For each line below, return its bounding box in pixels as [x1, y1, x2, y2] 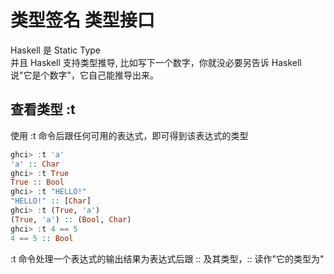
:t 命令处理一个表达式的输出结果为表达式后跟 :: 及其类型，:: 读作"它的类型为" [10, 252, 325, 265]
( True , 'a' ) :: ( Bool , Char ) [10, 214, 132, 225]
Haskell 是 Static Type [10, 44, 102, 56]
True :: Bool [10, 177, 65, 188]
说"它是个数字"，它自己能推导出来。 [10, 69, 160, 81]
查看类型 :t [10, 101, 76, 118]
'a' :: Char [10, 159, 60, 169]
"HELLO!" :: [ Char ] [10, 196, 92, 206]
